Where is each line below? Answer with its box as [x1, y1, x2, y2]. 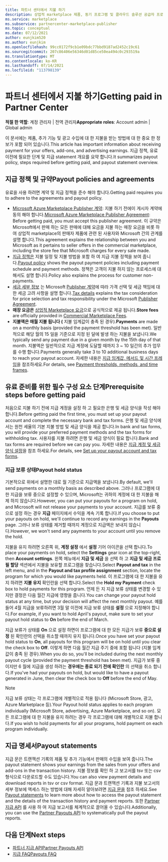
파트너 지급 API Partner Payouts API [12, 845, 83, 851]
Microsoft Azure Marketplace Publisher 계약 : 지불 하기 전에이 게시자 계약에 [12, 205, 162, 211]
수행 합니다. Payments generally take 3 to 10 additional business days [17, 349, 158, 355]
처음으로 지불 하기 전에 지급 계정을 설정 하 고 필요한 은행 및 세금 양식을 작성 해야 [5, 405, 161, 411]
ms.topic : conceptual [5, 26, 50, 31]
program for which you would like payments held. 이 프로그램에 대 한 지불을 [5, 573, 157, 579]
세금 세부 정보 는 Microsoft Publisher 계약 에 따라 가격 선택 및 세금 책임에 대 [12, 284, 160, 290]
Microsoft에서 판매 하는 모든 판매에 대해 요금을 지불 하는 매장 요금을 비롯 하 [12, 224, 160, 230]
